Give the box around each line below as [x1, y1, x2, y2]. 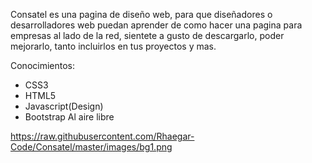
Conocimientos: [10, 60, 76, 71]
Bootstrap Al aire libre [24, 111, 115, 123]
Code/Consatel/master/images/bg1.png [10, 141, 173, 153]
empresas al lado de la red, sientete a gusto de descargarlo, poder [10, 30, 285, 41]
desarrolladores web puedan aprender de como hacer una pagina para [10, 19, 303, 31]
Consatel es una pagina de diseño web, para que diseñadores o [10, 9, 273, 20]
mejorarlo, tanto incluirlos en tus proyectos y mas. [10, 40, 217, 52]
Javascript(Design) [24, 100, 104, 112]
